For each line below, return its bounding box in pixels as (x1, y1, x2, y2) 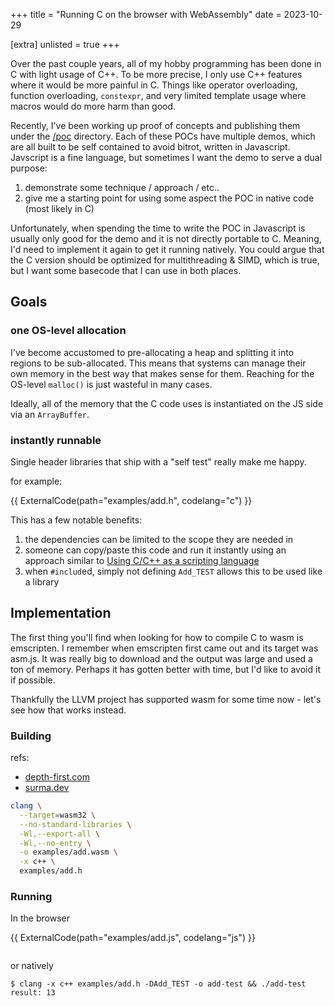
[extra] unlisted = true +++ (10, 39, 120, 50)
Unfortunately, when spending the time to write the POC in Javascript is (10, 222, 306, 234)
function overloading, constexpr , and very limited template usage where (10, 90, 307, 101)
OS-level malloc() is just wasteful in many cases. (10, 378, 213, 390)
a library (24, 575, 60, 588)
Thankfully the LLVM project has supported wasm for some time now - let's (10, 693, 322, 705)
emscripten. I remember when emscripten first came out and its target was (10, 642, 319, 654)
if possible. (10, 674, 56, 686)
